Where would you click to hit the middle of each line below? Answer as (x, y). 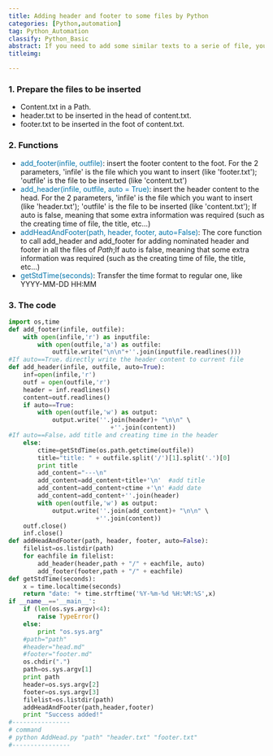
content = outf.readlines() (67, 398)
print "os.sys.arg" (71, 632)
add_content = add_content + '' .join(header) (109, 496)
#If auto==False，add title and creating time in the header (113, 436)
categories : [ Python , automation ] (65, 24)
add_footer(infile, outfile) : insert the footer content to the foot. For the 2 (139, 163)
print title (58, 465)
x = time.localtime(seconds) (72, 586)
